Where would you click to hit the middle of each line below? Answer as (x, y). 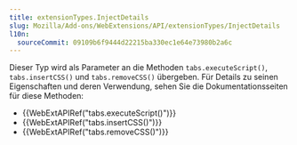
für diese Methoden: (47, 96)
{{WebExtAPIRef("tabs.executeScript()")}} (99, 113)
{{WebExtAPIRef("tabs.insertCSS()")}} (92, 123)
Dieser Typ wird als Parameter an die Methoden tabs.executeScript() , (139, 68)
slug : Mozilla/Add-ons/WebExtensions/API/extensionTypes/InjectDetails (144, 26)
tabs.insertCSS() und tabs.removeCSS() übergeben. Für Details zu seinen (144, 77)
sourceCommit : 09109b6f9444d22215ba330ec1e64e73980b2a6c (125, 42)
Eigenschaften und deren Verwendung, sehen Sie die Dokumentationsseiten (149, 86)
